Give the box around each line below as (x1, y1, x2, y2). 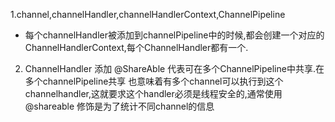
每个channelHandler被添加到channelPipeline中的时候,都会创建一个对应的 (24, 29, 325, 41)
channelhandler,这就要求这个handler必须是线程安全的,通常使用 (24, 88, 283, 99)
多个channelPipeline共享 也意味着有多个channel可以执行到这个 (24, 75, 284, 87)
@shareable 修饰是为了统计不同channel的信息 (24, 100, 215, 112)
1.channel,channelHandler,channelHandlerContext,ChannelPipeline (10, 9, 286, 20)
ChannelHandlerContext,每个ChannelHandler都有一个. (24, 42, 249, 53)
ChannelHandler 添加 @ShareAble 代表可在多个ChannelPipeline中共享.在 (24, 63, 325, 74)
